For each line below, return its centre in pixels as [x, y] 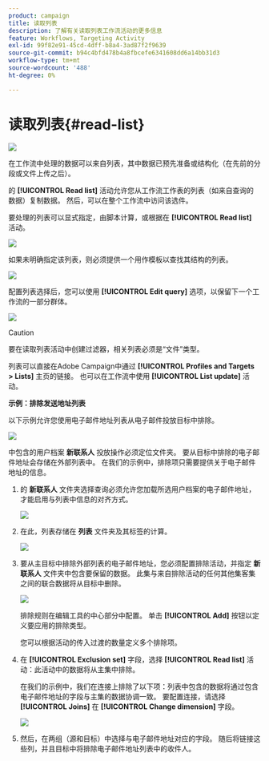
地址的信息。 [29, 472]
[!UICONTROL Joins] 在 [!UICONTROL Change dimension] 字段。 [129, 707]
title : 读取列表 [33, 23]
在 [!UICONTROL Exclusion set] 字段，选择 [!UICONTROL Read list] [132, 659]
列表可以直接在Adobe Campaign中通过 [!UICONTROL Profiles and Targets [131, 366]
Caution [21, 332]
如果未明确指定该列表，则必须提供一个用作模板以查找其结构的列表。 [120, 259]
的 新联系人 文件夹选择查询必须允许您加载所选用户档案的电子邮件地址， [138, 489]
